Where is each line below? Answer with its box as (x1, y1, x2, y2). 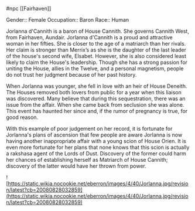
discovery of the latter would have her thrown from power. (6, 162, 146, 169)
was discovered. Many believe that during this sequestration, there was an (6, 95, 186, 102)
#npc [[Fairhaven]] (6, 5, 52, 12)
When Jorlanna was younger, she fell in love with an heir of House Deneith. (6, 83, 187, 90)
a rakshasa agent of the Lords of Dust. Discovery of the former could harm (6, 150, 186, 157)
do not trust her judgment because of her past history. (6, 72, 137, 78)
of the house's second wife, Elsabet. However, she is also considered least (6, 53, 186, 59)
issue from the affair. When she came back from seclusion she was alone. (6, 101, 184, 108)
